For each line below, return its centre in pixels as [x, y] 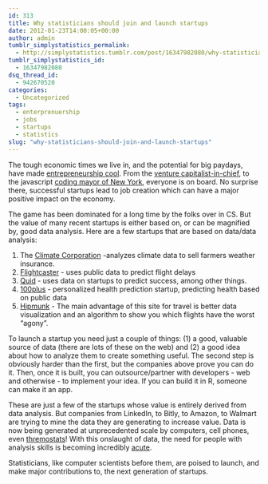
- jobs [26, 120]
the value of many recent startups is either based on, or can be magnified [129, 222]
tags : [17, 105]
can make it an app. [41, 389]
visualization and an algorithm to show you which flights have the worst [137, 314]
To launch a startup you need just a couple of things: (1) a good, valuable [128, 338]
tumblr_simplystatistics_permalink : [69, 46]
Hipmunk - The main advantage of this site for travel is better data [128, 306]
